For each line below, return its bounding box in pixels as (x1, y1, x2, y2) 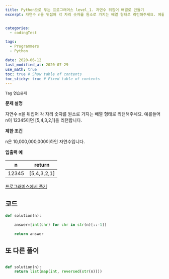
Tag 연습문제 (5, 91, 28, 96)
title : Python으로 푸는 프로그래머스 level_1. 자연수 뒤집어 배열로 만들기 (5, 7, 144, 13)
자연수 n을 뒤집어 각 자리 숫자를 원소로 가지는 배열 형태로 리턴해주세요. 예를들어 (5, 111, 161, 117)
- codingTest (10, 30, 37, 35)
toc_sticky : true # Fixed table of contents (5, 76, 100, 81)
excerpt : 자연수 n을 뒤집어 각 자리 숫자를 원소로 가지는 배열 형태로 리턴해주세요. (5, 12, 156, 17)
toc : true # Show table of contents (5, 71, 82, 77)
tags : (5, 39, 17, 44)
